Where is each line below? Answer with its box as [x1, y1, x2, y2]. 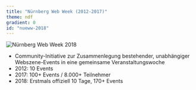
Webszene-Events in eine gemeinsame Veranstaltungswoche [14, 59, 165, 66]
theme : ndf [6, 14, 33, 20]
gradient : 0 [6, 19, 36, 25]
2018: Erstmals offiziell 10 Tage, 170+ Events [14, 78, 124, 85]
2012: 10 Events [14, 65, 53, 72]
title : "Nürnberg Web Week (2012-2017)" [6, 8, 108, 15]
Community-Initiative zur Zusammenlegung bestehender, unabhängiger [14, 52, 190, 59]
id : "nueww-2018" [6, 25, 49, 31]
